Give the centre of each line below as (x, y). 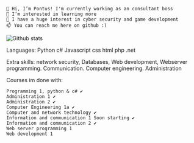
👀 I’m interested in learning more (52, 14)
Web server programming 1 (39, 128)
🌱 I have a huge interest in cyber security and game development (92, 19)
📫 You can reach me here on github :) (57, 26)
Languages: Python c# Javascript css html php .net (71, 50)
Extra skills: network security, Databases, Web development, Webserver (97, 62)
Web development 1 (30, 134)
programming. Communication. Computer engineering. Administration (94, 68)
